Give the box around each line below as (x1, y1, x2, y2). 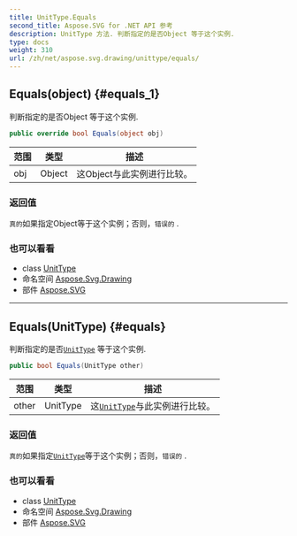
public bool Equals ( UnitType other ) (9, 362, 144, 371)
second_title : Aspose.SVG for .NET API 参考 (9, 21, 173, 30)
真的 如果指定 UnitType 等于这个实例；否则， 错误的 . (9, 450, 187, 461)
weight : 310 (9, 46, 53, 55)
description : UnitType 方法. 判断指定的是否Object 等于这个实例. (9, 29, 235, 38)
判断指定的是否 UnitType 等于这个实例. (9, 344, 147, 355)
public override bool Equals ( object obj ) (9, 129, 164, 138)
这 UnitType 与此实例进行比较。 (90, 400, 216, 412)
